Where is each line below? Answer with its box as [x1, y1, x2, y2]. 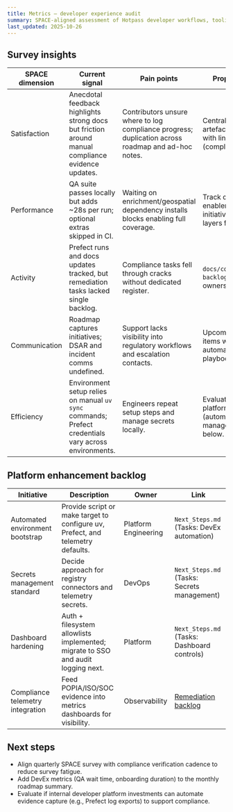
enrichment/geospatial [122, 197, 196, 206]
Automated [10, 515, 47, 524]
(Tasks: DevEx [174, 522, 221, 532]
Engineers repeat [122, 399, 178, 408]
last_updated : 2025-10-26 [7, 23, 82, 30]
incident [69, 349, 96, 359]
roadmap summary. [17, 782, 74, 790]
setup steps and [122, 408, 175, 417]
